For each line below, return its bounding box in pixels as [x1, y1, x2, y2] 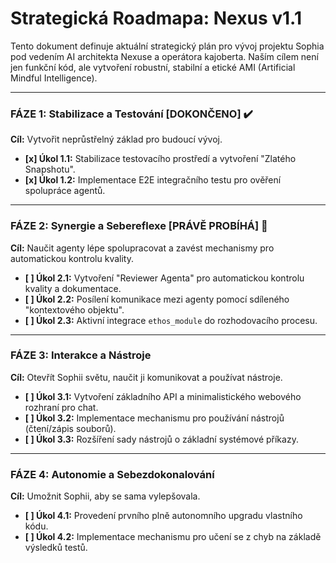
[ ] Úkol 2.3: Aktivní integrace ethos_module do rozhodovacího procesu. [24, 314, 318, 326]
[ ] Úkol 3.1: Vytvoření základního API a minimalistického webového [24, 390, 302, 402]
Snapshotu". [24, 163, 76, 176]
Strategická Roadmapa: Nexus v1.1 [10, 7, 302, 30]
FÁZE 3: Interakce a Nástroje [10, 348, 152, 362]
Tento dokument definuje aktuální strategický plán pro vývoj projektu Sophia [10, 40, 325, 52]
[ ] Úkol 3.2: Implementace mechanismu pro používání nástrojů [24, 412, 285, 424]
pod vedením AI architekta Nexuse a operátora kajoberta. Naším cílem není [10, 50, 319, 62]
